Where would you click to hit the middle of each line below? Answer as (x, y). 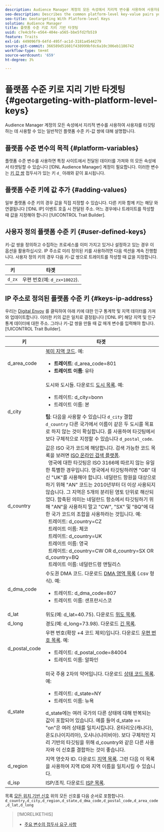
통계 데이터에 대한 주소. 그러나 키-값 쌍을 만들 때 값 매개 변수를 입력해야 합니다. (80, 323)
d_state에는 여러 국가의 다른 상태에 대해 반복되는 (98, 713)
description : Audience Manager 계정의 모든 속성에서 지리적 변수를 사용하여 (75, 10)
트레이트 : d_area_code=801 (85, 364)
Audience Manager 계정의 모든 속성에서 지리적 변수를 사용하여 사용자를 (74, 125)
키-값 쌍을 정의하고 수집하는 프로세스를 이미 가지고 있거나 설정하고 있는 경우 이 (80, 244)
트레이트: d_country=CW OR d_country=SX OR (101, 551)
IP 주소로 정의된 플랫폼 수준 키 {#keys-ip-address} (79, 298)
